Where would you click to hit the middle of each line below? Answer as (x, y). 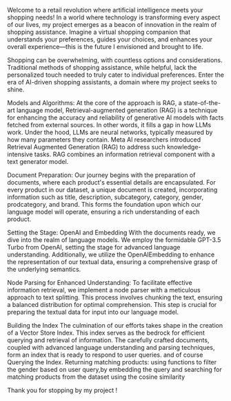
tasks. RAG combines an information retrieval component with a (124, 154)
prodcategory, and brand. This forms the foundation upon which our (104, 204)
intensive (20, 154)
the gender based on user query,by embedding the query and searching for (114, 370)
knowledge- (184, 147)
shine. (16, 90)
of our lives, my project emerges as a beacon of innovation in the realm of (112, 25)
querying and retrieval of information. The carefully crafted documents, (108, 340)
